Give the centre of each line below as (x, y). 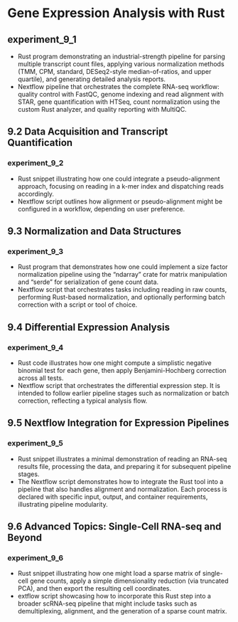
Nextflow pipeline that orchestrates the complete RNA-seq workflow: (118, 86)
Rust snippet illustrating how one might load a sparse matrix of (109, 574)
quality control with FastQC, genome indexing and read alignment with (120, 94)
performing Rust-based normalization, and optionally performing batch (121, 297)
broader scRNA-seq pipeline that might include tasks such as (107, 603)
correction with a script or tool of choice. (77, 305)
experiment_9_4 (36, 347)
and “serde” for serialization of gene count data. (88, 282)
